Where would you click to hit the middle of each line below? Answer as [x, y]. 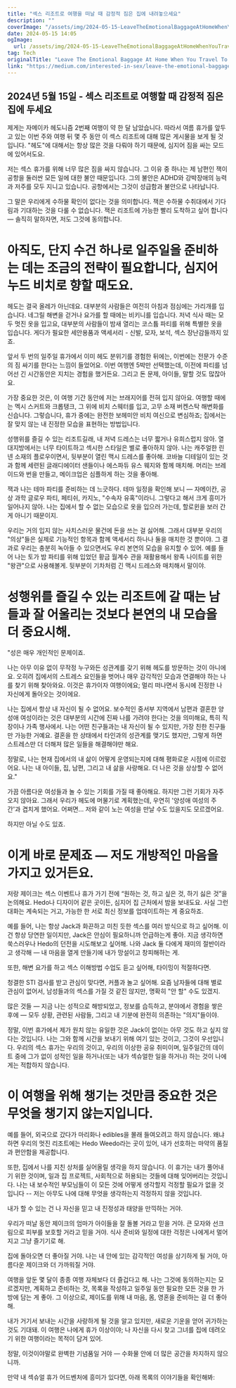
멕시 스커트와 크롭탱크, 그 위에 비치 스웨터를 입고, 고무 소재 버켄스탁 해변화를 [119, 407]
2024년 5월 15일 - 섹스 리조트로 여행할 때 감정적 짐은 [116, 97]
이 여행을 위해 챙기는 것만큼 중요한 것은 [112, 1096]
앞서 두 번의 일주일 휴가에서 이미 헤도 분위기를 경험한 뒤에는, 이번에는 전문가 [111, 357]
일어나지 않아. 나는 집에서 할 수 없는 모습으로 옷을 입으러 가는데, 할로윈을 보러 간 [117, 507]
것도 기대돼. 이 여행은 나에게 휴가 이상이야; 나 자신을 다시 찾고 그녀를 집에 [107, 1330]
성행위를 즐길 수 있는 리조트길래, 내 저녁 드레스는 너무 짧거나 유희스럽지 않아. [112, 439]
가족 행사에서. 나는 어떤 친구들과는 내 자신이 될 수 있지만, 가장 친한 [116, 727]
